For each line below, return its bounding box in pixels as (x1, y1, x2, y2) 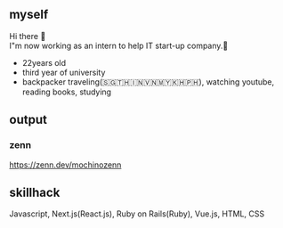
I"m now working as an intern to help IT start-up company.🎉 (9, 40, 229, 51)
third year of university (21, 67, 106, 77)
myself (9, 7, 49, 22)
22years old (21, 57, 67, 68)
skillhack (9, 184, 61, 199)
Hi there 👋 (9, 30, 46, 41)
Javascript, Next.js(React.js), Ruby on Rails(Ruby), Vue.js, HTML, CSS (9, 208, 265, 219)
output (9, 112, 47, 127)
